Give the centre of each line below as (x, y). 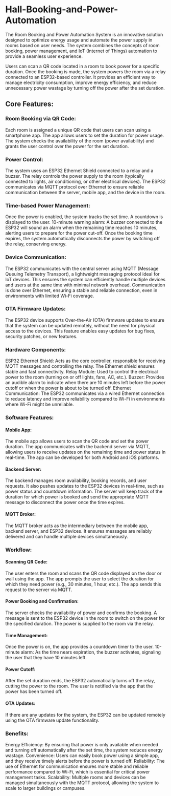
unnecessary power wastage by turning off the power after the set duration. (85, 88)
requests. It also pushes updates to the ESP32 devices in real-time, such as (85, 486)
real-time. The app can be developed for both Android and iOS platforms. (82, 457)
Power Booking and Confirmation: (42, 601)
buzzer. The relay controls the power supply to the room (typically (75, 176)
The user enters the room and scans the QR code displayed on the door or (83, 573)
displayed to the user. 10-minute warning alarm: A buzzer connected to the (84, 222)
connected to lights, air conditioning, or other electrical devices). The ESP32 (86, 181)
